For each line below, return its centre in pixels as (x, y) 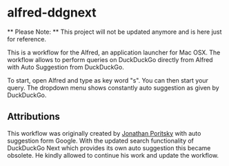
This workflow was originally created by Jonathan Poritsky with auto (104, 133)
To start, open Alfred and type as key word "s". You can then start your (108, 80)
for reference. (27, 39)
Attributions (34, 117)
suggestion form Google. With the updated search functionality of (101, 141)
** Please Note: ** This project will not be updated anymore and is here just (114, 32)
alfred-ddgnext (52, 13)
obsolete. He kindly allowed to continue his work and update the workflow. (113, 155)
